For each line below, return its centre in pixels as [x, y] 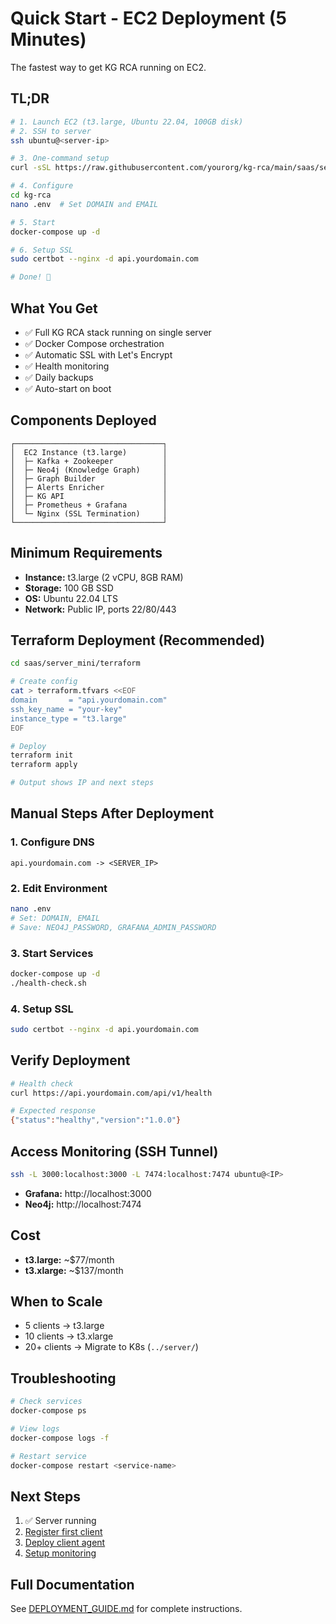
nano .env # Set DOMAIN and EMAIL [84, 204]
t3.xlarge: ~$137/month [74, 1270]
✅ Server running [60, 1521]
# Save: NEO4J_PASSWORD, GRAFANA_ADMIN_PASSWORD [113, 927]
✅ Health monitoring [67, 366]
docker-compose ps [48, 1411]
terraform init [42, 755]
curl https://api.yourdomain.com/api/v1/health [111, 1093]
